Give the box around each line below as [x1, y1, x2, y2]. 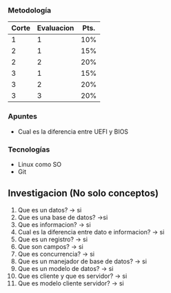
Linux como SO [17, 160, 61, 168]
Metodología [8, 6, 51, 15]
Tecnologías [8, 144, 50, 154]
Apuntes [8, 112, 37, 121]
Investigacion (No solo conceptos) [8, 188, 159, 199]
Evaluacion [37, 23, 74, 33]
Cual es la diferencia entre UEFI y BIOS [17, 127, 129, 136]
